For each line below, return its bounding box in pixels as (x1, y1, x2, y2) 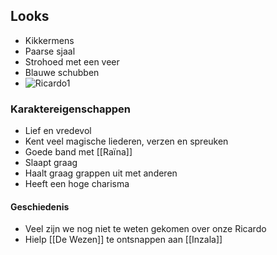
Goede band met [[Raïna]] (24, 146, 133, 158)
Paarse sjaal (24, 45, 76, 57)
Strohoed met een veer (24, 55, 120, 68)
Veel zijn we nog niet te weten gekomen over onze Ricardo (24, 223, 267, 235)
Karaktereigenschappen (10, 102, 131, 116)
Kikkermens (24, 34, 75, 46)
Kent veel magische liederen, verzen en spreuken (24, 135, 229, 148)
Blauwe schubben (24, 66, 100, 78)
